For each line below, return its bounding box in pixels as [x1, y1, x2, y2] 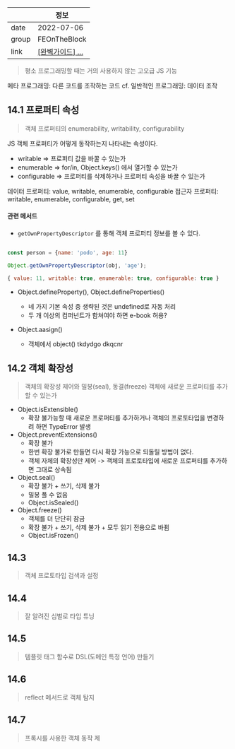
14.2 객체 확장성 [7, 362, 74, 374]
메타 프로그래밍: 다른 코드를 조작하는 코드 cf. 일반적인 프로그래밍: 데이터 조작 [7, 81, 218, 90]
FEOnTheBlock [37, 35, 87, 44]
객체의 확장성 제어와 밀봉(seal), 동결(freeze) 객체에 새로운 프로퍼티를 [24, 382, 215, 391]
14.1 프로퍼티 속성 [7, 104, 80, 116]
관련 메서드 [7, 212, 37, 220]
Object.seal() [17, 473, 56, 482]
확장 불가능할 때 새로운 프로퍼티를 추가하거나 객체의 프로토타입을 [28, 413, 206, 423]
